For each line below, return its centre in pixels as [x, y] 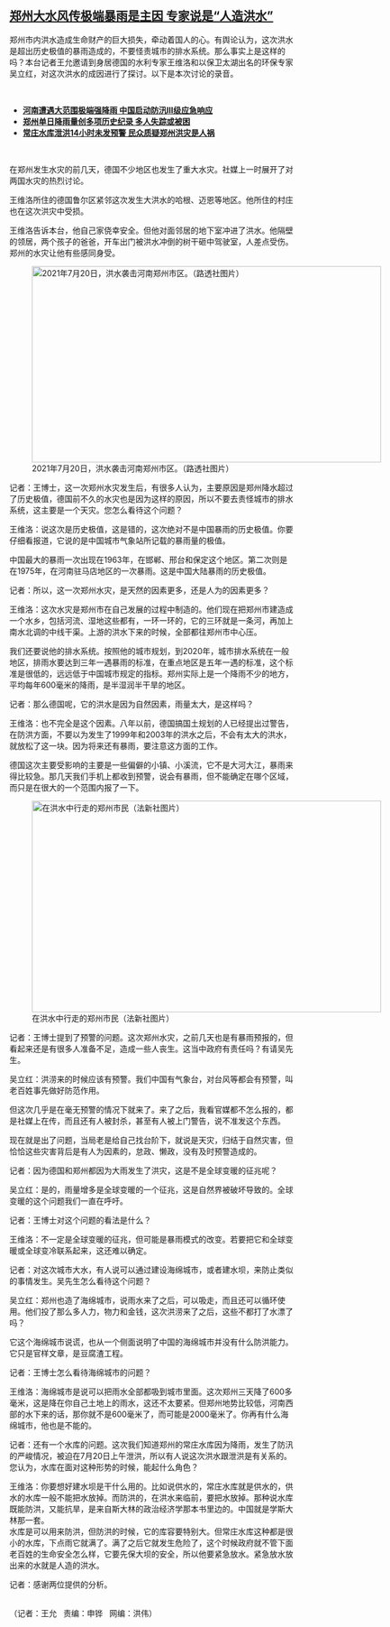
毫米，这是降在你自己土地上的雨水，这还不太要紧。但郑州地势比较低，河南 [147, 1402]
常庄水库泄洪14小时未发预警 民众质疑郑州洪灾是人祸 [118, 133]
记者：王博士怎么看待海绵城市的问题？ [80, 1372]
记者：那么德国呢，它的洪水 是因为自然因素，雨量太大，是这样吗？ [132, 704]
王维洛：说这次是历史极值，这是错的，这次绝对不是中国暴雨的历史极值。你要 [151, 529]
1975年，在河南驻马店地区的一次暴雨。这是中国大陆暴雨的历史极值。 [144, 570]
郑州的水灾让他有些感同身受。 [64, 253]
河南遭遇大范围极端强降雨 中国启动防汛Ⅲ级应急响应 [118, 110]
